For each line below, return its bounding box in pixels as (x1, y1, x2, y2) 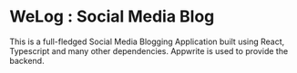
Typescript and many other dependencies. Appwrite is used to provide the (9, 45, 289, 56)
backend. (9, 55, 45, 66)
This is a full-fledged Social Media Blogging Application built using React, (9, 36, 285, 47)
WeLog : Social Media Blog (9, 6, 215, 27)
